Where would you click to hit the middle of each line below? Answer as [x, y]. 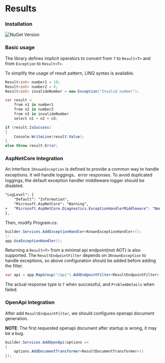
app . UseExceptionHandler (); [34, 241]
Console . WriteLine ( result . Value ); [49, 137]
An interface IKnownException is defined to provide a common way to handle [82, 169]
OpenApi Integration [30, 302]
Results [21, 9]
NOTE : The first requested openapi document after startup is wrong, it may [81, 328]
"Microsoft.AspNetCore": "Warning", [52, 204]
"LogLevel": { [20, 195]
